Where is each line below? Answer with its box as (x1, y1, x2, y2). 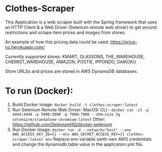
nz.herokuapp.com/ (5, 44, 45, 50)
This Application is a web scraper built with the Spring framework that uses (5, 19, 157, 25)
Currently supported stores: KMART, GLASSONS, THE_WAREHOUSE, (5, 53, 145, 59)
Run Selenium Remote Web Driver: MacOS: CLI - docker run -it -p (12, 107, 149, 112)
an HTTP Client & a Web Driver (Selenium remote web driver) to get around (5, 24, 157, 30)
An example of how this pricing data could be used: (5, 39, 109, 44)
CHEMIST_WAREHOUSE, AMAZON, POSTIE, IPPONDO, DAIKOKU (5, 59, 136, 65)
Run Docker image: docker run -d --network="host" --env (12, 127, 132, 132)
